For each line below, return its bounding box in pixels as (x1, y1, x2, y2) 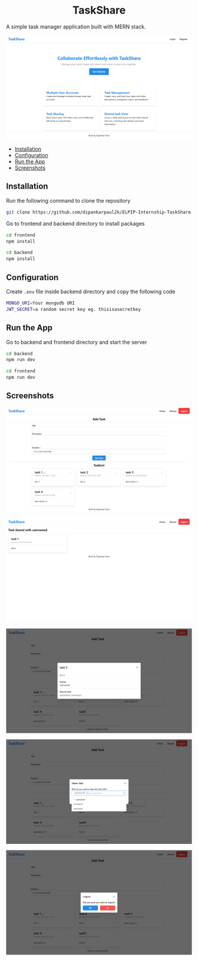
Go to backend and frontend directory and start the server (6, 338, 147, 346)
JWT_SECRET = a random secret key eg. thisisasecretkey (6, 306, 141, 312)
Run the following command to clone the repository (6, 197, 131, 204)
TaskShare (72, 4, 126, 17)
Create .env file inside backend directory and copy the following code (6, 288, 176, 295)
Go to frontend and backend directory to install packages (6, 220, 145, 227)
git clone (6, 209, 31, 215)
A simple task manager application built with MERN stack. (6, 23, 146, 30)
